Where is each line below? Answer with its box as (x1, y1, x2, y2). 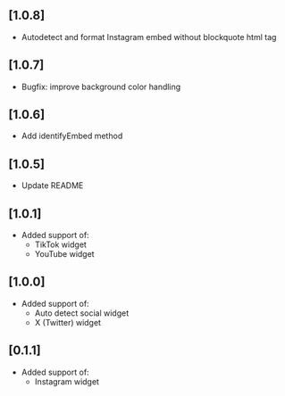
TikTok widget (34, 239, 87, 250)
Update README (21, 180, 84, 191)
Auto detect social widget (34, 308, 130, 318)
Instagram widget (34, 375, 100, 387)
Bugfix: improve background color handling (21, 81, 181, 92)
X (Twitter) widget (34, 317, 102, 327)
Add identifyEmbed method (21, 130, 123, 142)
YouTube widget (34, 249, 95, 260)
